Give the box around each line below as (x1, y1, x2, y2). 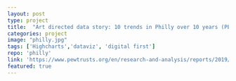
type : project (7, 17, 49, 24)
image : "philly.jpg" (7, 37, 68, 44)
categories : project (7, 30, 68, 37)
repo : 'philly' (7, 50, 52, 57)
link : (7, 56, 23, 63)
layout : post (7, 10, 46, 18)
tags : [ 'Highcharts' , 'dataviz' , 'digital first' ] (7, 43, 156, 50)
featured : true (7, 63, 52, 70)
